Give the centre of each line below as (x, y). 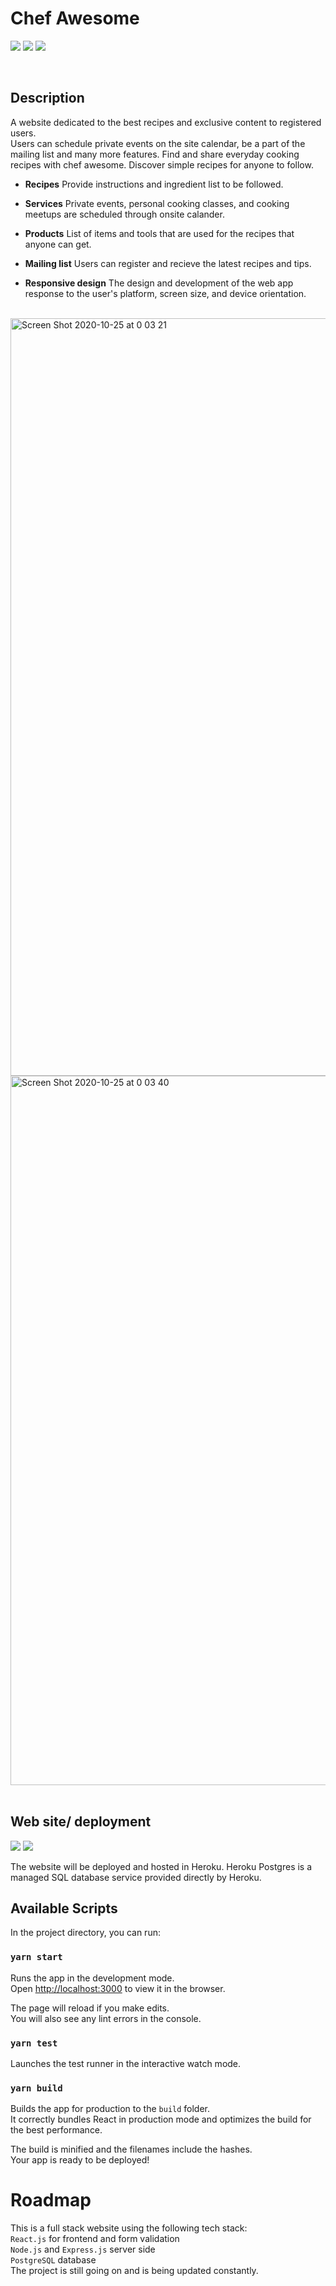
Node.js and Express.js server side (83, 2249)
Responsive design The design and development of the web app (159, 283)
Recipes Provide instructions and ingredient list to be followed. (154, 184)
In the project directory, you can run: (85, 1933)
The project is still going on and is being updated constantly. (134, 2271)
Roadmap (51, 2200)
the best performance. (56, 2130)
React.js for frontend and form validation (95, 2239)
